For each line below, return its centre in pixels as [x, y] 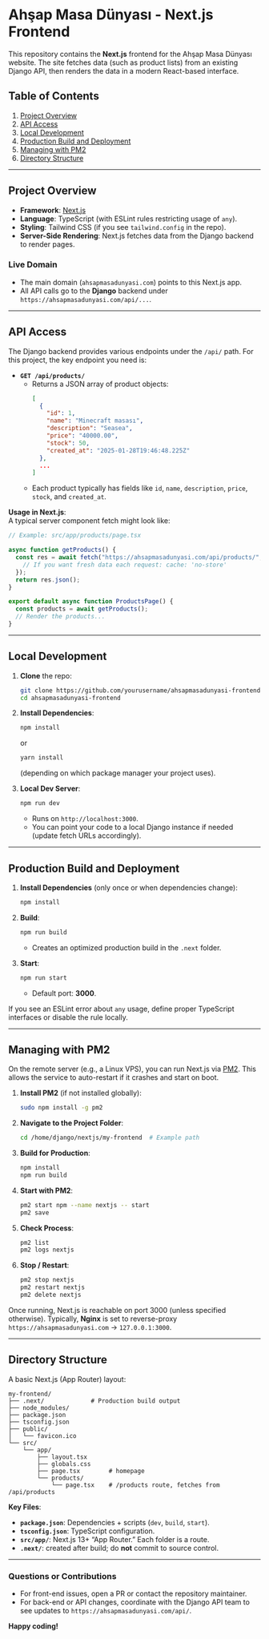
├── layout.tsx [62, 1457]
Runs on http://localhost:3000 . [85, 819]
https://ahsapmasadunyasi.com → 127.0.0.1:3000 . [90, 1327]
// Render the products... [60, 617]
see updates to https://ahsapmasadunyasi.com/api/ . [106, 1611]
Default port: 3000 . [64, 993]
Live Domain [33, 264]
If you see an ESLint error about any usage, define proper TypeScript [121, 1009]
